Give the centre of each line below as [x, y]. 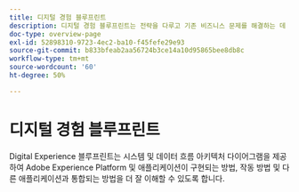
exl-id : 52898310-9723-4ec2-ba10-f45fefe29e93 [97, 42]
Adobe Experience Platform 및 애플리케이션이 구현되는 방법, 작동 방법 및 [153, 167]
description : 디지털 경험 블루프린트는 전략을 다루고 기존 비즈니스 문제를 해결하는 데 [148, 26]
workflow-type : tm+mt [49, 59]
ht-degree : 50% [37, 76]
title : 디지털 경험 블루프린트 [58, 17]
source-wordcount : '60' [53, 68]
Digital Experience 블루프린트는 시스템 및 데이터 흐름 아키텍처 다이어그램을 [140, 156]
